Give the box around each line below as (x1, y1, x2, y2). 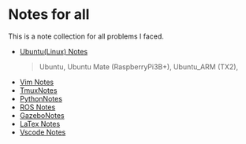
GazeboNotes (19, 110, 65, 120)
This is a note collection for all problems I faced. (8, 31, 164, 41)
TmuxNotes (19, 85, 58, 95)
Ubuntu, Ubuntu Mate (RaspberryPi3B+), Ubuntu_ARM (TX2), (39, 61, 239, 72)
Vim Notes (19, 77, 54, 87)
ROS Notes (19, 102, 56, 112)
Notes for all (8, 6, 90, 24)
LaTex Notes (19, 119, 61, 128)
